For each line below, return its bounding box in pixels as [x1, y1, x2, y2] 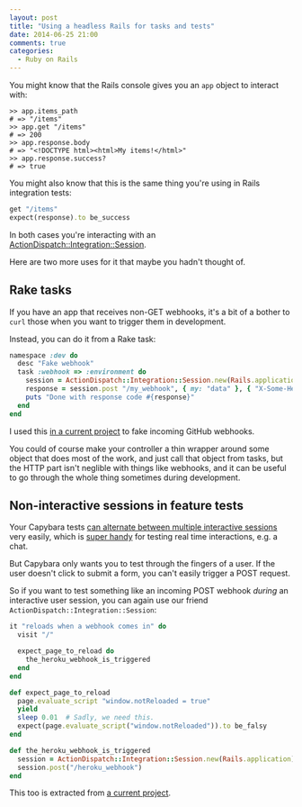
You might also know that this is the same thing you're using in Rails [9, 177, 261, 188]
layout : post [9, 13, 58, 23]
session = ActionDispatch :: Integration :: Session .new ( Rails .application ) [17, 754, 296, 764]
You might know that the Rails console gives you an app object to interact [9, 80, 280, 90]
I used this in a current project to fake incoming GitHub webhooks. [9, 425, 255, 437]
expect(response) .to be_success [9, 213, 130, 222]
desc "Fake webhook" [17, 359, 94, 368]
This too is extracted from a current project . [9, 787, 172, 798]
